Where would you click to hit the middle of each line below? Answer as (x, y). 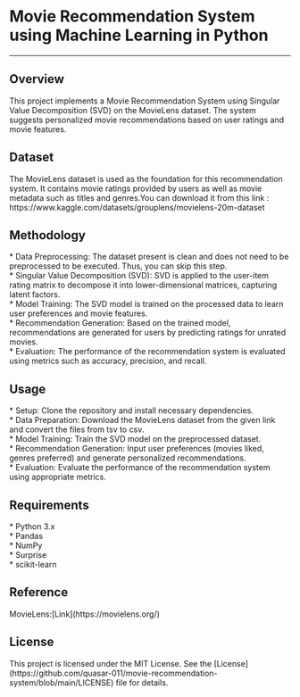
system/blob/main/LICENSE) (62, 682)
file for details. (142, 682)
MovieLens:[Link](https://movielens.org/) (85, 614)
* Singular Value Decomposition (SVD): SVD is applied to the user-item (139, 276)
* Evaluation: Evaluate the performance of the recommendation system (140, 468)
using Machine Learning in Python (139, 35)
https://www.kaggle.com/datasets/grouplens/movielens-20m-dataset (137, 207)
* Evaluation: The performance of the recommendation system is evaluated (147, 352)
